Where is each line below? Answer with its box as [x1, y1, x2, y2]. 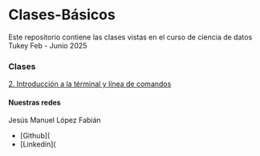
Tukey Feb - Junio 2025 [8, 40, 87, 50]
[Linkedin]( [19, 139, 56, 150]
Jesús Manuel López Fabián [8, 115, 102, 125]
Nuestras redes [8, 97, 62, 107]
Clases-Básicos [8, 6, 116, 24]
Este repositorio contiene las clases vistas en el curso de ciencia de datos [8, 32, 253, 42]
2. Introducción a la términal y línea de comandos [8, 79, 172, 89]
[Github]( [19, 131, 51, 141]
